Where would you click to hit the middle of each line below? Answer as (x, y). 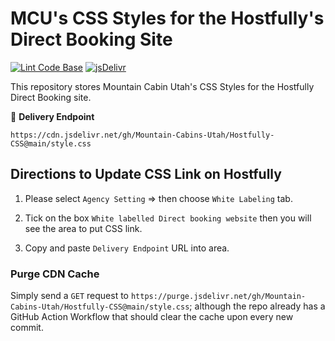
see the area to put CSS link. (83, 228)
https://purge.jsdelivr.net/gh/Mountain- (218, 297)
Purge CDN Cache (55, 274)
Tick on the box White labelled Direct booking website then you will (168, 218)
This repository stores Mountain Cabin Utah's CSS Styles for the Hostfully (162, 86)
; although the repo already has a (257, 306)
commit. (27, 328)
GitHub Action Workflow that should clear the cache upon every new (152, 317)
